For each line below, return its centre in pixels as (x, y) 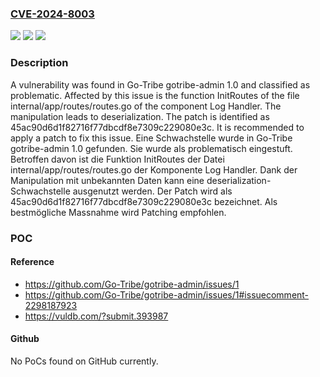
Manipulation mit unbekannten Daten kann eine (107, 180)
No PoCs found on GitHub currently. (84, 361)
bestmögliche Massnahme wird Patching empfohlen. (118, 212)
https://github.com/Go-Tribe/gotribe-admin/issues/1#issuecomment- (167, 294)
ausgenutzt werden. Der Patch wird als (152, 191)
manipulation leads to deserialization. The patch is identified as (140, 116)
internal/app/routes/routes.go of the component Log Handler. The (146, 106)
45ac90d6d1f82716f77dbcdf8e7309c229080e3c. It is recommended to (157, 127)
